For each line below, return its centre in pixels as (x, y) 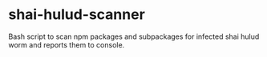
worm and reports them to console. (67, 44)
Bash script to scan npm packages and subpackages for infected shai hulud (134, 36)
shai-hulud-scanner (77, 15)
